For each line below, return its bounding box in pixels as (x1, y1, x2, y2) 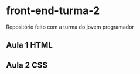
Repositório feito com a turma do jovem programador (6, 23, 135, 30)
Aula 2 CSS (6, 60, 48, 70)
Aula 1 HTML (6, 40, 53, 50)
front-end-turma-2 (6, 4, 100, 17)
